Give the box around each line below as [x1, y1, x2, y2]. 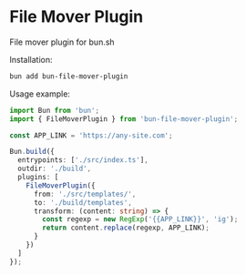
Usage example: [9, 88, 71, 99]
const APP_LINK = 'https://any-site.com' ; [9, 130, 173, 140]
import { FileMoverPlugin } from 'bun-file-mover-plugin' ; [9, 114, 239, 124]
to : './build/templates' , [33, 198, 132, 207]
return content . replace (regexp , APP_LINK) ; [42, 223, 210, 233]
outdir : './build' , [17, 164, 92, 174]
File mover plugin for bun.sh [9, 36, 116, 47]
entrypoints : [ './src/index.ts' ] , [17, 156, 149, 165]
